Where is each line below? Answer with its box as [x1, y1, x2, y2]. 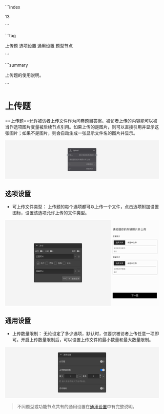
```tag [5, 33, 16, 38]
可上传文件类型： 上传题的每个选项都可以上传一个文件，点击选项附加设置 [12, 204, 159, 209]
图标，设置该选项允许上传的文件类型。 [12, 209, 89, 215]
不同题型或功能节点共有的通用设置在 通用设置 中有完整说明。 [17, 404, 137, 410]
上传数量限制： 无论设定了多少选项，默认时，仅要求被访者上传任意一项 [12, 331, 155, 336]
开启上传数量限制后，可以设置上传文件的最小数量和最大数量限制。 [20, 336, 154, 342]
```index [5, 4, 20, 10]
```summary [5, 62, 28, 68]
